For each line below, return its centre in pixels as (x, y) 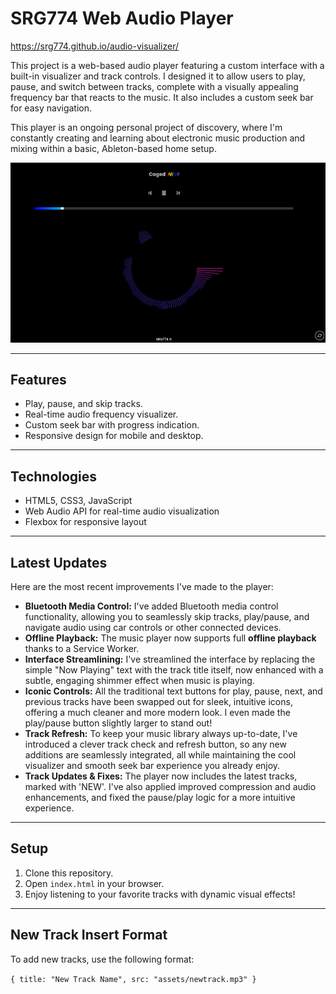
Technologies (54, 476)
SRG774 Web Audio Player (122, 18)
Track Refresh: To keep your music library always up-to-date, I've (161, 734)
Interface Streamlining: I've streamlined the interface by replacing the (170, 659)
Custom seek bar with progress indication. (112, 425)
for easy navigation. (51, 108)
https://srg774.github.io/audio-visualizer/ (95, 46)
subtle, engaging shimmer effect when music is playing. (139, 681)
